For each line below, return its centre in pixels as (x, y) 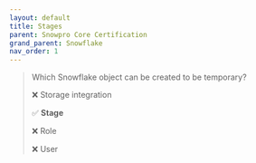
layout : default (40, 18)
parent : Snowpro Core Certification (78, 34)
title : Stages (36, 26)
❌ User (45, 149)
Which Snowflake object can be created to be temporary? (139, 77)
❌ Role (44, 131)
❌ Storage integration (71, 95)
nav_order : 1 (34, 52)
